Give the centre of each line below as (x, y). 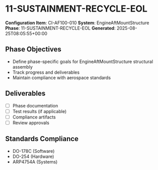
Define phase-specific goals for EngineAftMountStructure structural (83, 62)
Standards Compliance (42, 139)
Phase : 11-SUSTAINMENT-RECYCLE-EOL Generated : (60, 28)
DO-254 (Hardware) (33, 156)
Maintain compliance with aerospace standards (62, 77)
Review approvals (31, 123)
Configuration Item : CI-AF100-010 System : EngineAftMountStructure (77, 23)
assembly (22, 67)
